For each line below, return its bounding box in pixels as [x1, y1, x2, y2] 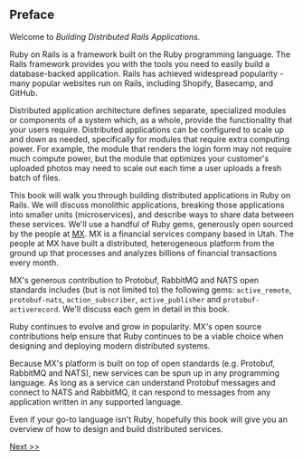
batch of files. [9, 172, 62, 183]
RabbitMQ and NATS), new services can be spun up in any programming [9, 367, 280, 379]
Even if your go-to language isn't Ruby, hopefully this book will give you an [9, 414, 288, 425]
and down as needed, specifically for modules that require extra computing [9, 133, 290, 144]
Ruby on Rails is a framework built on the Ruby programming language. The [9, 49, 291, 60]
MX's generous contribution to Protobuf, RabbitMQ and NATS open [9, 274, 260, 285]
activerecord [9, 305, 59, 314]
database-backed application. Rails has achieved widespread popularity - [9, 68, 284, 79]
